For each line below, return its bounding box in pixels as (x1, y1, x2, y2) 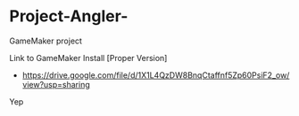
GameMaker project (9, 35, 83, 46)
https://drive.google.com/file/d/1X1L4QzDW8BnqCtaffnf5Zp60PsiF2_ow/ (21, 69, 290, 81)
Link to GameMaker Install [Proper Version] (9, 52, 168, 63)
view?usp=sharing (21, 79, 91, 89)
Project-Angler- (9, 6, 129, 27)
